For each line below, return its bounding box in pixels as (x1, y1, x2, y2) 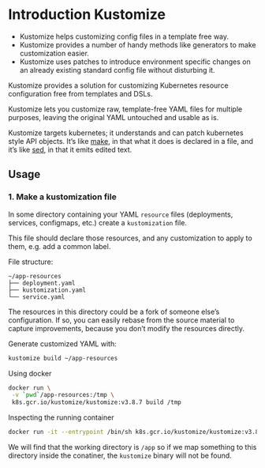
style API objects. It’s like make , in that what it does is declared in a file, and (8, 136, 254, 145)
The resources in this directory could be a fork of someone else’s (8, 307, 220, 316)
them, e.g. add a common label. (8, 241, 111, 251)
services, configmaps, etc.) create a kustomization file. (8, 217, 188, 227)
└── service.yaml (8, 292, 65, 301)
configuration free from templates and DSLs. (8, 89, 153, 98)
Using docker (8, 368, 52, 378)
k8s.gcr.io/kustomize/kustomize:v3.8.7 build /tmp (11, 398, 181, 406)
